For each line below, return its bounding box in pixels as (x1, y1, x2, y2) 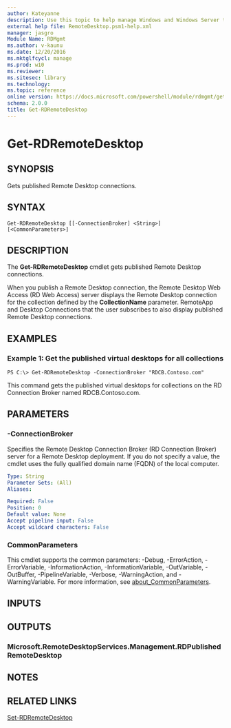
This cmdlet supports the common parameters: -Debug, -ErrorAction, (7, 556, 204, 564)
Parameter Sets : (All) (7, 479, 72, 486)
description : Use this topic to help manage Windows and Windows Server (7, 17, 220, 23)
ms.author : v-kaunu (7, 42, 63, 49)
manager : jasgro (7, 29, 54, 37)
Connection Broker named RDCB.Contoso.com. (7, 389, 141, 397)
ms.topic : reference (7, 87, 67, 94)
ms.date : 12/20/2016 (7, 49, 67, 56)
